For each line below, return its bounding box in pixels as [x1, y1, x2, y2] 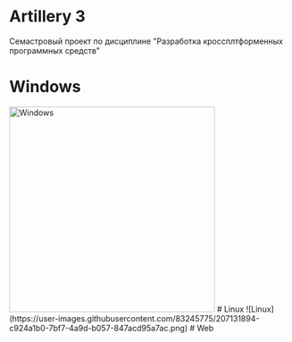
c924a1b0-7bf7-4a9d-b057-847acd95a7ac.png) [9, 322, 188, 333]
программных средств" [9, 45, 101, 55]
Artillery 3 [9, 6, 86, 27]
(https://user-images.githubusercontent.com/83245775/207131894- [9, 313, 260, 323]
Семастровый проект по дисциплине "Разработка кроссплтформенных [9, 36, 284, 46]
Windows [9, 77, 81, 97]
